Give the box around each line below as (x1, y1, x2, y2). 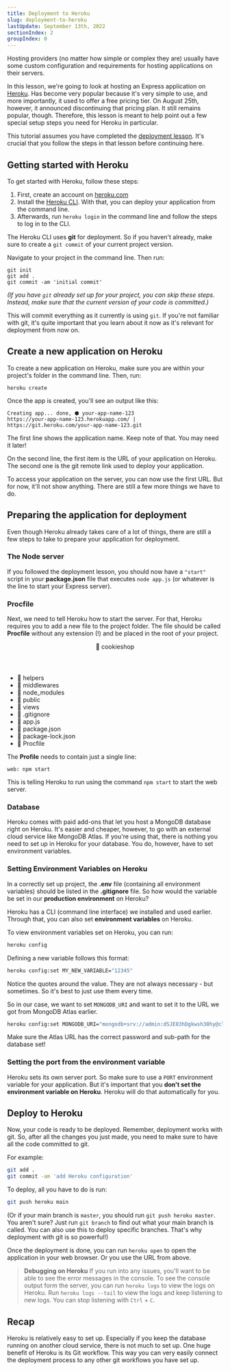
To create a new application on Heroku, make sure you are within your (7, 364, 205, 372)
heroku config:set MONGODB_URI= (7, 1021, 99, 1028)
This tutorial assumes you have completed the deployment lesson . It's (7, 132, 205, 141)
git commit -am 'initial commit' (7, 278, 103, 285)
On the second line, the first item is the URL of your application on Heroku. (7, 454, 217, 463)
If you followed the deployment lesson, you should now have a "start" (7, 567, 207, 576)
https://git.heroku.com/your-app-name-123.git (7, 422, 142, 428)
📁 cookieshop (95, 642, 135, 651)
